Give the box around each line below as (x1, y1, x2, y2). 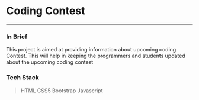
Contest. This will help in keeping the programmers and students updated (6, 52, 185, 60)
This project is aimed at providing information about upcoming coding (6, 46, 176, 53)
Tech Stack (6, 73, 40, 82)
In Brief (6, 33, 28, 41)
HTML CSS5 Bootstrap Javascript (20, 87, 103, 94)
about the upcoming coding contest (6, 59, 94, 66)
